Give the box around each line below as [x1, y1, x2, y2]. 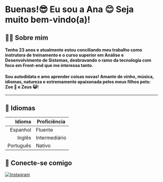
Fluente [35, 127, 53, 133]
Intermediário [35, 134, 66, 141]
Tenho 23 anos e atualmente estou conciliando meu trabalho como [5, 47, 142, 53]
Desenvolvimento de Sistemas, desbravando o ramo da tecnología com [5, 57, 152, 63]
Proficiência [37, 118, 65, 125]
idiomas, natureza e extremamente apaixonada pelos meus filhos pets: [5, 79, 151, 84]
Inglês [17, 134, 32, 141]
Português [7, 142, 32, 149]
